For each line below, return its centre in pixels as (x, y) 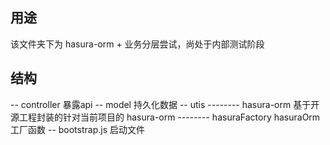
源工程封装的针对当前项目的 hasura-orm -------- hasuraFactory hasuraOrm (165, 117)
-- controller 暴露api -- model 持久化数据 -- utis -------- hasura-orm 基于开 (165, 104)
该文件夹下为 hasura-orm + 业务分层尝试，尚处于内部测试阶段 (137, 44)
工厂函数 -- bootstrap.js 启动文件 (77, 129)
